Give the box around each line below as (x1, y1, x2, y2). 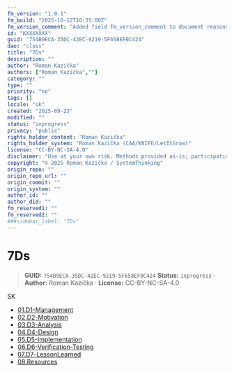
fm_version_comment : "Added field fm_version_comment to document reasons (7, 23, 229, 30)
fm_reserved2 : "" (7, 211, 58, 218)
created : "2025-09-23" (7, 107, 73, 114)
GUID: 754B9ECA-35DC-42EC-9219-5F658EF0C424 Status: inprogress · (24, 271, 216, 279)
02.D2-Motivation (17, 313, 68, 321)
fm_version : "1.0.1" (7, 10, 68, 17)
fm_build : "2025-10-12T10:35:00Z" (7, 17, 108, 24)
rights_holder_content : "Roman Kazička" (7, 133, 127, 140)
